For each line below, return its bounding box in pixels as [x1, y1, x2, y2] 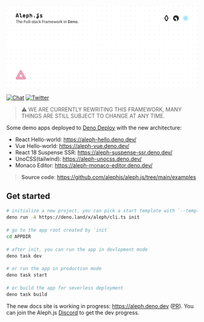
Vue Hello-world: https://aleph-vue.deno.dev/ [15, 142, 129, 149]
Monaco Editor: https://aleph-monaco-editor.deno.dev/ [15, 161, 153, 169]
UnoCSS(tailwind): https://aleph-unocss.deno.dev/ [15, 155, 142, 163]
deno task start [6, 272, 47, 278]
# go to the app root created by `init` [6, 227, 110, 234]
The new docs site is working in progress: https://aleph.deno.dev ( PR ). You [6, 302, 194, 310]
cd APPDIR [6, 233, 32, 240]
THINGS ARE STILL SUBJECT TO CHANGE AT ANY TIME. [21, 112, 165, 119]
